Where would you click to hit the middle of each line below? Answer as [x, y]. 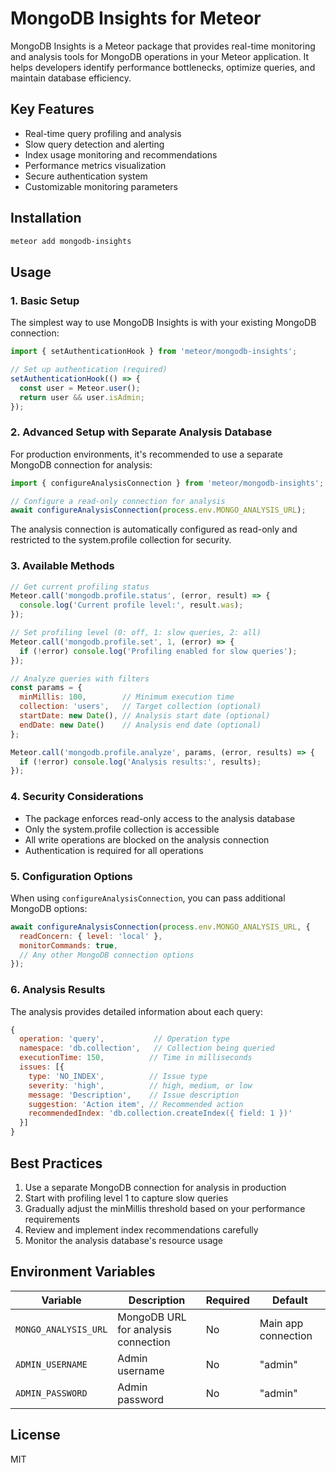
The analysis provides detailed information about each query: [137, 1011]
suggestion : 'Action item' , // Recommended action [136, 1104]
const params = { [46, 688]
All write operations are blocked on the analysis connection [147, 839]
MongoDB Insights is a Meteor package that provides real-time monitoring [163, 46]
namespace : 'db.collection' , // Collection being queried [147, 1048]
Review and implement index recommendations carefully [141, 1229]
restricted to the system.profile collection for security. [121, 540]
